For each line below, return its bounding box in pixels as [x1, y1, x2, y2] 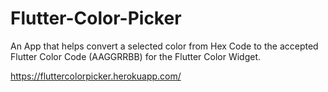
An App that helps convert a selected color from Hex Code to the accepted [10, 40, 319, 52]
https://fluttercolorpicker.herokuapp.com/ [10, 70, 182, 82]
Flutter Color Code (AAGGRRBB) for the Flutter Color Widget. [10, 50, 262, 62]
